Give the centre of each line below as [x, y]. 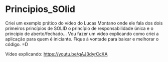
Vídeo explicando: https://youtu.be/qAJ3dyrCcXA [56, 54]
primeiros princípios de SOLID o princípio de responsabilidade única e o [79, 28]
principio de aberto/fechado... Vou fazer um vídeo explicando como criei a [82, 33]
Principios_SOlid [40, 9]
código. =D [17, 44]
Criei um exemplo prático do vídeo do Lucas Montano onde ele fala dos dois [84, 23]
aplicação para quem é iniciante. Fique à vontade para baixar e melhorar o [82, 39]
